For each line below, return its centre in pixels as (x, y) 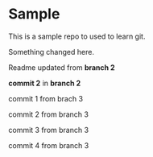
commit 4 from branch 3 (49, 145)
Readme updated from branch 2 (62, 67)
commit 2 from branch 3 (48, 114)
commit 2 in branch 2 (45, 83)
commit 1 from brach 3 (45, 98)
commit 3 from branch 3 (49, 130)
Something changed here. (52, 52)
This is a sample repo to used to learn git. (77, 36)
